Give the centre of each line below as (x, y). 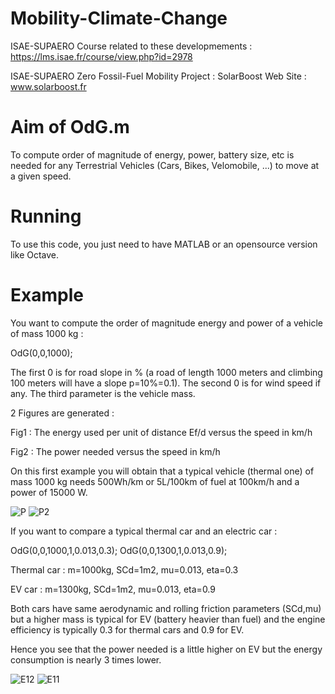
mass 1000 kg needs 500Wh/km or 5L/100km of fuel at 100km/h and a (155, 481)
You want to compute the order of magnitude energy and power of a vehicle (166, 323)
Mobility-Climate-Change (119, 18)
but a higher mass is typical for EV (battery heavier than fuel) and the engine (168, 619)
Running (46, 216)
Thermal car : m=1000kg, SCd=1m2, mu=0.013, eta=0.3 (124, 569)
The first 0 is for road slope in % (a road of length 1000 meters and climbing (166, 372)
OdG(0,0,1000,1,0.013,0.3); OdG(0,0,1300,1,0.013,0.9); (119, 550)
